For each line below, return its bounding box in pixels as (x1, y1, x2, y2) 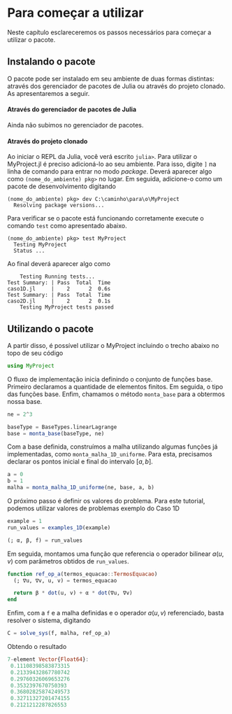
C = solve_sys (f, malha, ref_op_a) (7, 630, 111, 637)
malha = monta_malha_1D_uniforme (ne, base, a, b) (7, 484, 155, 491)
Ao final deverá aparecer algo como (7, 260, 110, 268)
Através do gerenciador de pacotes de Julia (7, 105, 137, 113)
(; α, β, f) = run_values (7, 537, 82, 544)
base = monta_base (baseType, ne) (7, 430, 105, 437)
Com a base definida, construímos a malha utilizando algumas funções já (7, 442, 218, 451)
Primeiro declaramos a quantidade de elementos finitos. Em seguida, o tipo (7, 382, 224, 391)
